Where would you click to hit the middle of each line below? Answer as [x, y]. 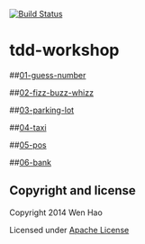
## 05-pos [28, 145]
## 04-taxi [28, 127]
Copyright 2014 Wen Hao [56, 212]
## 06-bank [31, 162]
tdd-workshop [64, 50]
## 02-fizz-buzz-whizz [52, 92]
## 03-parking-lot [42, 110]
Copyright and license [73, 190]
